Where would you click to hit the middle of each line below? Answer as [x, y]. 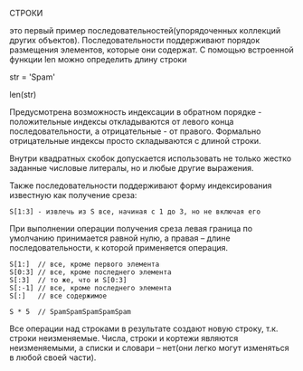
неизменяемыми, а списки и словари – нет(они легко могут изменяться [149, 348]
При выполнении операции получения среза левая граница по [131, 228]
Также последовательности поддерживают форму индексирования [141, 185]
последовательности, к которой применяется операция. [119, 247]
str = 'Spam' [33, 77]
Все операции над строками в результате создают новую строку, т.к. [144, 328]
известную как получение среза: [73, 195]
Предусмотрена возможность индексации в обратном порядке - [136, 112]
